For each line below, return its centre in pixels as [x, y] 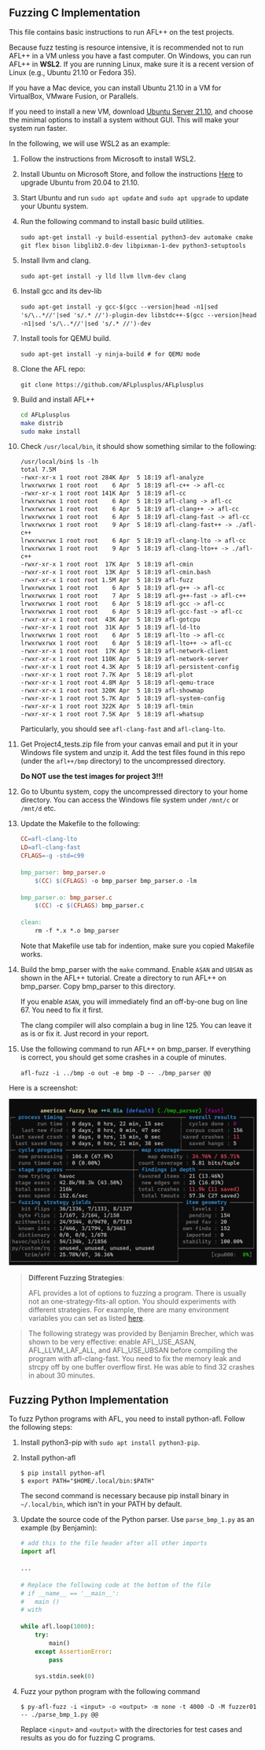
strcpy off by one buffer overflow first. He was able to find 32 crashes [141, 1367]
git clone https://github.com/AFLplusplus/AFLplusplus [112, 385]
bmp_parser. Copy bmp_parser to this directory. [98, 986]
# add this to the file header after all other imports [114, 1543]
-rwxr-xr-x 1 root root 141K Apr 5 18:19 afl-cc [103, 494]
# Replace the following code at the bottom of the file [116, 1585]
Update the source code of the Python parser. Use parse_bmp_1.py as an [137, 1520]
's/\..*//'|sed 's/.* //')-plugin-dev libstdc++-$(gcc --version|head [138, 315]
